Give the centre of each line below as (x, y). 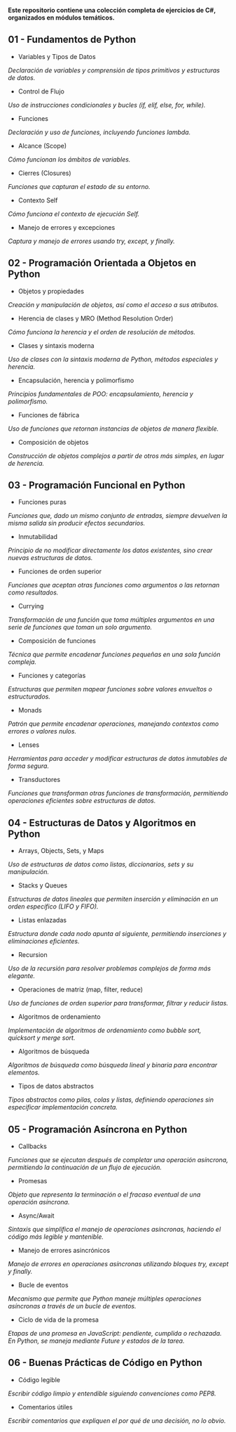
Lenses (29, 745)
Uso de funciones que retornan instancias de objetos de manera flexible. (113, 429)
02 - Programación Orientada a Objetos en (102, 263)
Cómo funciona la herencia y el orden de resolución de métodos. (102, 332)
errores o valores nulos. (42, 731)
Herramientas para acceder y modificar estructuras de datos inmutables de (118, 759)
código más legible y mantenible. (56, 1237)
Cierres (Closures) (45, 173)
